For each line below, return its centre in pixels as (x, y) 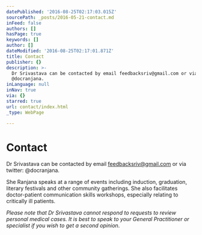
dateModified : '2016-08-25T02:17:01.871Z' (60, 51)
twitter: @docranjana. (33, 170)
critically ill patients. (31, 201)
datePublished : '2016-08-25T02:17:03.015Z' (62, 12)
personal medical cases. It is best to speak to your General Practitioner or (98, 219)
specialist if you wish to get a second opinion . (63, 225)
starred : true (24, 101)
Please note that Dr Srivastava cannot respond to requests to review (91, 213)
